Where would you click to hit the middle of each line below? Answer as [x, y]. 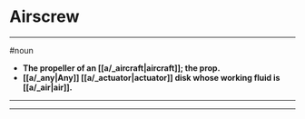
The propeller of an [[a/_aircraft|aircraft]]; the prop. [121, 68]
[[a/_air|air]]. [47, 87]
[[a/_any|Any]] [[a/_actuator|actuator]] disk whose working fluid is [151, 77]
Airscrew [44, 17]
